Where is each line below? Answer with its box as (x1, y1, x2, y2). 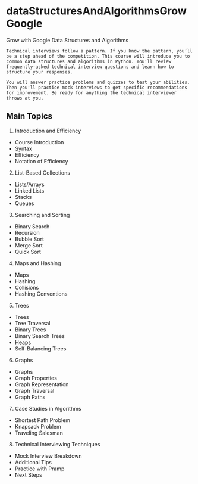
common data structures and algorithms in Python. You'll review (6, 58, 171, 64)
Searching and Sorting (14, 211, 70, 218)
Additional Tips (14, 458, 52, 466)
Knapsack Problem (14, 423, 61, 430)
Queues (14, 200, 34, 207)
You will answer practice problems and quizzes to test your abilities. (6, 79, 190, 85)
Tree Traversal (14, 319, 51, 327)
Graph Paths (14, 393, 46, 401)
